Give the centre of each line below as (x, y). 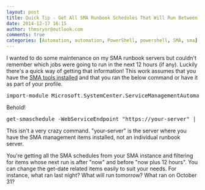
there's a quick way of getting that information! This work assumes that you (101, 71)
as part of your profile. (34, 84)
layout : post (23, 12)
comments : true (26, 35)
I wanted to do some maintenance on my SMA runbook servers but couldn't (102, 58)
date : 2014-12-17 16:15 (37, 23)
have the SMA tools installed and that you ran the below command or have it (102, 78)
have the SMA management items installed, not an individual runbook (93, 137)
